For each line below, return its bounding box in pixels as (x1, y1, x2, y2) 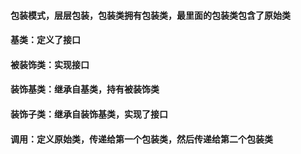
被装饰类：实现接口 (10, 58, 90, 70)
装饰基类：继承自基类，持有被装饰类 (10, 83, 160, 95)
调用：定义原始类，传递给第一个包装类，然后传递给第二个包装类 (10, 133, 273, 145)
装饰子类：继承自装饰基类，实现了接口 (10, 108, 168, 120)
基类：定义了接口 (10, 34, 81, 46)
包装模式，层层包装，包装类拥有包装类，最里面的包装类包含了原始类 (10, 9, 291, 21)
